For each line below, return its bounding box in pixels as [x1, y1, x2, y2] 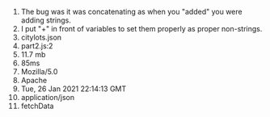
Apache [20, 76, 48, 85]
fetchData [20, 101, 54, 111]
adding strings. [20, 15, 72, 25]
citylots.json [20, 32, 62, 42]
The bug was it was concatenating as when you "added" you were [20, 7, 243, 16]
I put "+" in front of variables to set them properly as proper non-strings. [20, 24, 263, 33]
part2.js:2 [20, 41, 53, 51]
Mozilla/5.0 [20, 67, 58, 76]
